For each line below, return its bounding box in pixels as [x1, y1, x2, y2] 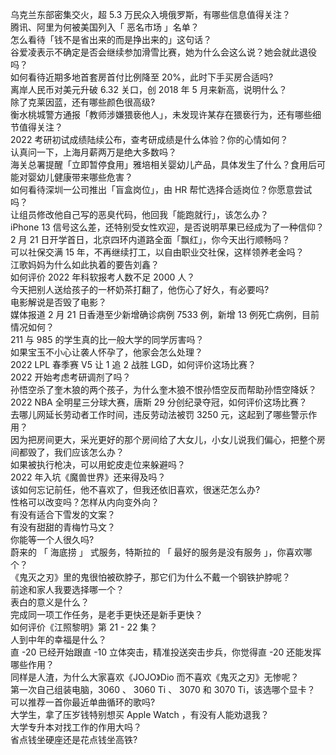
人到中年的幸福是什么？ [10, 634, 107, 645]
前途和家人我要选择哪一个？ [10, 584, 125, 595]
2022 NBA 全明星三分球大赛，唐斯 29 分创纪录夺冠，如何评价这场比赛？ [10, 396, 308, 408]
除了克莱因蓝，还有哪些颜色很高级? [10, 96, 156, 108]
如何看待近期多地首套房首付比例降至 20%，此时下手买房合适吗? [10, 71, 274, 83]
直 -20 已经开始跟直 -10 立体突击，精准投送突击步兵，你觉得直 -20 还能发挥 [10, 646, 322, 658]
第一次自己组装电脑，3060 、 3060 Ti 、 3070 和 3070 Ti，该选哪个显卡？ [10, 684, 316, 695]
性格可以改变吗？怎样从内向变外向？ [10, 496, 160, 508]
